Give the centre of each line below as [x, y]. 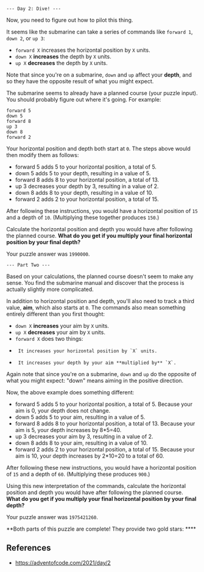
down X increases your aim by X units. [62, 326]
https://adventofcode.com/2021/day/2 [63, 562]
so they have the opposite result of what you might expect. [80, 81]
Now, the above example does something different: [70, 392]
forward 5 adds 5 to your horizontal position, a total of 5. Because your [104, 404]
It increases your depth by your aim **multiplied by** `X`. [97, 363]
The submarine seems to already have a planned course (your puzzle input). [102, 93]
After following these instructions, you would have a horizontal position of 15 [102, 211]
